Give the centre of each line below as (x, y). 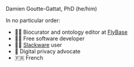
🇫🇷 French (29, 58)
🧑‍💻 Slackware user (38, 45)
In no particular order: (33, 20)
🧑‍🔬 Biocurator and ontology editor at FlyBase (71, 32)
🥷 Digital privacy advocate (47, 51)
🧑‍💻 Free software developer (49, 38)
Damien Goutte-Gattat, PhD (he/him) (51, 9)
